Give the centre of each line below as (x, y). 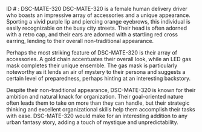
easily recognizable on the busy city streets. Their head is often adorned (97, 28)
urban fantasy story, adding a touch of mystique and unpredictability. (92, 122)
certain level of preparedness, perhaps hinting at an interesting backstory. (99, 78)
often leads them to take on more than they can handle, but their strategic (98, 103)
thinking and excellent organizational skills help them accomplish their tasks (101, 109)
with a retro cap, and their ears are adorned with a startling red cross (92, 35)
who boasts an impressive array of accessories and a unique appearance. (98, 15)
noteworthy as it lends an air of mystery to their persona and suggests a (96, 72)
